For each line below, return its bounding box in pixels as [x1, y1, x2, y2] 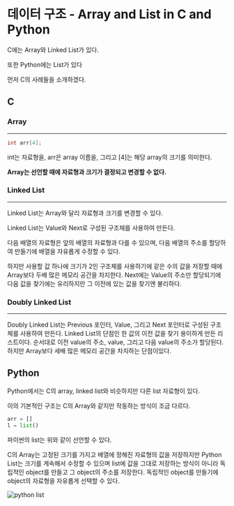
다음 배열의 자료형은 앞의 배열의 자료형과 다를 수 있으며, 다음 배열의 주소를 [7, 238, 208, 246]
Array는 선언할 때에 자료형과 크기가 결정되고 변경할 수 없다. [7, 168, 167, 176]
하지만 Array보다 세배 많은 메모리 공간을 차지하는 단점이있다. [7, 347, 172, 355]
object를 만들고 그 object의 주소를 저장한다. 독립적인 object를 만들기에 [25, 468, 219, 476]
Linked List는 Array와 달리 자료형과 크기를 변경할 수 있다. [7, 209, 164, 217]
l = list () [7, 422, 39, 429]
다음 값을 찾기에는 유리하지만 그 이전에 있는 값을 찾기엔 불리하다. [7, 279, 182, 288]
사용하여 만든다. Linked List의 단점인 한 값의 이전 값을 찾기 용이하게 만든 [19, 329, 216, 338]
